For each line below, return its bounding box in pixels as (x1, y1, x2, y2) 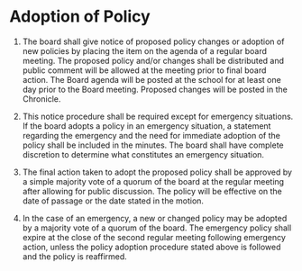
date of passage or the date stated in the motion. (22, 195, 205, 206)
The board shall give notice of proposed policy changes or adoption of (22, 36, 285, 47)
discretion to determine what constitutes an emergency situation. (22, 149, 264, 159)
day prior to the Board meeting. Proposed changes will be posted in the (22, 84, 288, 95)
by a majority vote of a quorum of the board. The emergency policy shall (22, 222, 292, 233)
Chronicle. (22, 93, 61, 104)
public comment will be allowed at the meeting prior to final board (22, 65, 267, 76)
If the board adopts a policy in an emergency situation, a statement (22, 120, 271, 131)
